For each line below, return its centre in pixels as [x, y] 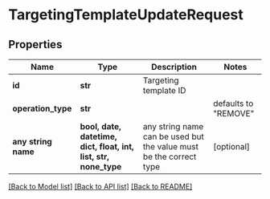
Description [174, 67]
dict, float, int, [107, 146]
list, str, [95, 156]
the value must [171, 146]
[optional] [231, 146]
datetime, [98, 136]
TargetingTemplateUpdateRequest [126, 15]
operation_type [42, 108]
